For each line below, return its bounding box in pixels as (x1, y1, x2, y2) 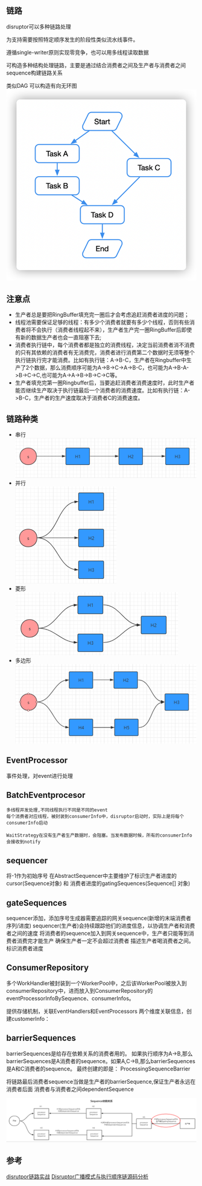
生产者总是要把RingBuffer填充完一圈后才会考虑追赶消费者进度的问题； (14, 311, 190, 318)
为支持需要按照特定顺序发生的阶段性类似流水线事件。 (6, 36, 139, 43)
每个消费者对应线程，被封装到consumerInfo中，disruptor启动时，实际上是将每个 (6, 814, 185, 820)
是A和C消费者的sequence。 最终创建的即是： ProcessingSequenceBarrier (6, 1065, 191, 1072)
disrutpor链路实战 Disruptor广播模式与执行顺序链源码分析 (6, 1173, 149, 1180)
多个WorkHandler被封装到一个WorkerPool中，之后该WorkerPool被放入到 (6, 980, 187, 987)
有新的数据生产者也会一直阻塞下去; (14, 334, 102, 341)
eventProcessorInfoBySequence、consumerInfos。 (6, 995, 134, 1002)
